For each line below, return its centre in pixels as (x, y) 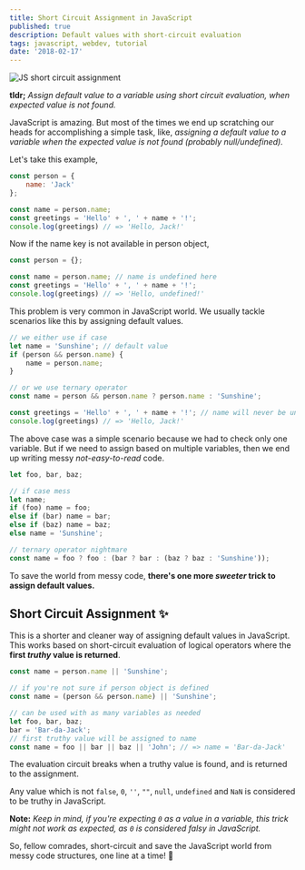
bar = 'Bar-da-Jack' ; (50, 730)
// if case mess (40, 491)
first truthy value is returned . (65, 655)
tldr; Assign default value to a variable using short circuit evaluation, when (150, 96)
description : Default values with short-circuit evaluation (126, 35)
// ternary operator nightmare (69, 550)
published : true (40, 26)
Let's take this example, (54, 159)
